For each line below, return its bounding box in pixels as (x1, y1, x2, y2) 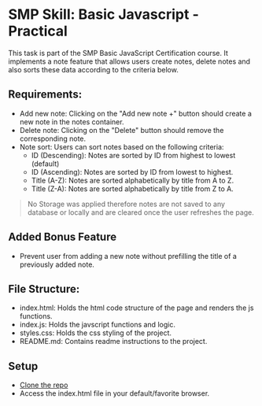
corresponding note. (19, 134, 87, 143)
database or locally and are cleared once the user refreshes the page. (27, 207, 254, 217)
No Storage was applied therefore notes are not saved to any (27, 199, 226, 209)
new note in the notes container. (19, 116, 124, 127)
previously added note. (19, 260, 94, 269)
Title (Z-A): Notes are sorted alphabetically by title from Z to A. (31, 183, 234, 194)
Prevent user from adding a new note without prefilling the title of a (19, 251, 238, 260)
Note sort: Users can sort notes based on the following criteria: (19, 142, 224, 151)
